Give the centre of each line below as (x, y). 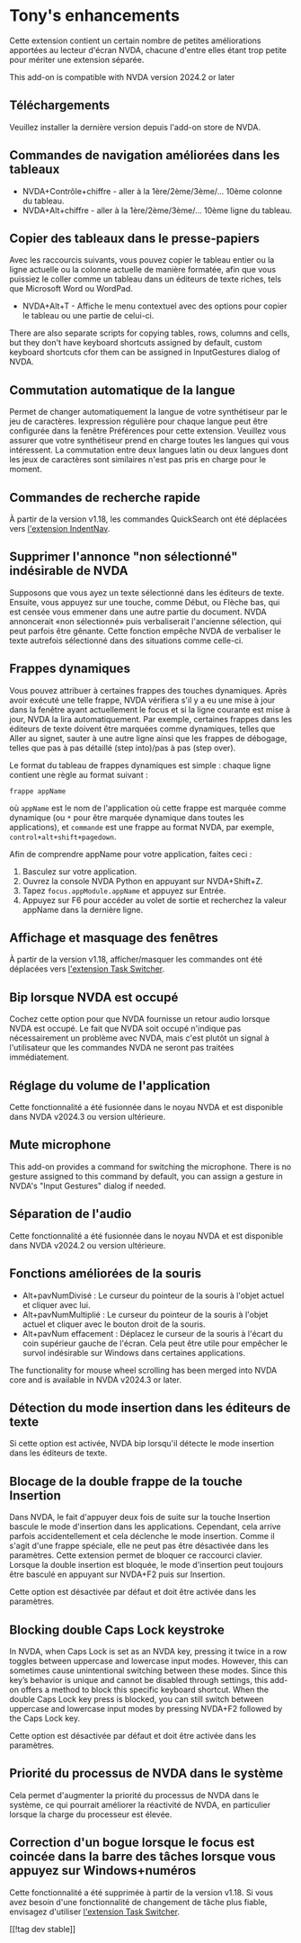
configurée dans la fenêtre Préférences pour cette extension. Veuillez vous (148, 431)
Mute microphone (60, 1145)
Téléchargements (60, 106)
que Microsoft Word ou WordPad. (71, 289)
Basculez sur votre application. (80, 871)
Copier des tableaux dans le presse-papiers (135, 238)
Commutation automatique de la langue (122, 390)
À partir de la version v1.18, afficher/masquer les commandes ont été (136, 960)
